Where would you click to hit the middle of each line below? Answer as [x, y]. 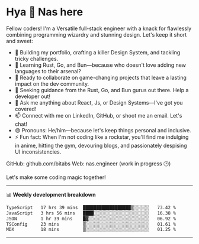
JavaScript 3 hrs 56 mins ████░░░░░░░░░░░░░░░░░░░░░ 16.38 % [91, 213]
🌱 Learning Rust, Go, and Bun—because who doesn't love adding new [100, 65]
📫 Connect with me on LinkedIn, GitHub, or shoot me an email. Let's [98, 115]
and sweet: [20, 41]
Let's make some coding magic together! [56, 177]
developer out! [33, 96]
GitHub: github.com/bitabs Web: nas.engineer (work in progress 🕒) [89, 163]
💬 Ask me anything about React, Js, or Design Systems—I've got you [99, 102]
